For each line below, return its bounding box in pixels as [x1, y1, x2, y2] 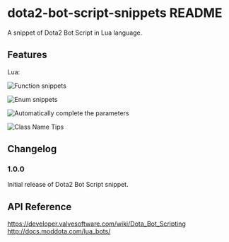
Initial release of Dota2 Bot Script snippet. [7, 180, 129, 189]
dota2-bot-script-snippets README [7, 5, 223, 21]
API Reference [7, 200, 72, 213]
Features [7, 49, 47, 61]
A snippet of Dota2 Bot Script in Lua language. [7, 28, 143, 37]
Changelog [7, 143, 57, 155]
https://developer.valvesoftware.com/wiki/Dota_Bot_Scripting [7, 219, 186, 228]
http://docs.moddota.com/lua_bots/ [7, 227, 111, 236]
